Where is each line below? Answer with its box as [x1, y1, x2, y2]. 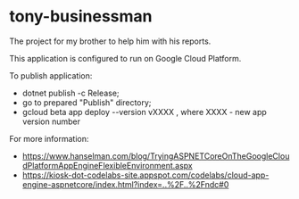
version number [21, 116, 81, 127]
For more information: [9, 133, 89, 144]
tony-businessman [9, 6, 154, 27]
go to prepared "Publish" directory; [21, 96, 152, 108]
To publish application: [9, 70, 93, 81]
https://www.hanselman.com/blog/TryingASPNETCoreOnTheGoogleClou [21, 150, 290, 162]
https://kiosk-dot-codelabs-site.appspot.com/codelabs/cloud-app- [21, 170, 270, 180]
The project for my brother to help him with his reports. [9, 36, 212, 46]
